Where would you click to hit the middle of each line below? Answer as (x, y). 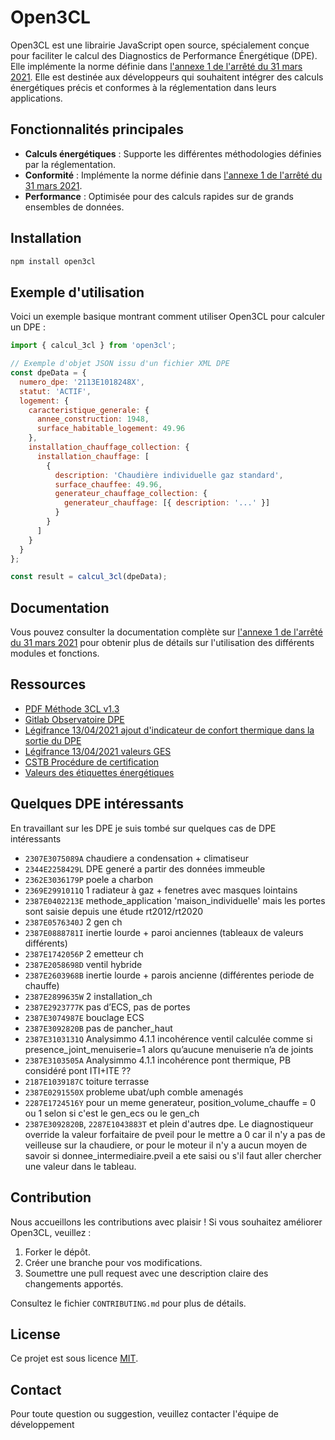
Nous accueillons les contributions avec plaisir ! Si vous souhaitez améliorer (166, 1222)
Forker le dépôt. (57, 1252)
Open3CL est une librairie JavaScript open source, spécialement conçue (160, 45)
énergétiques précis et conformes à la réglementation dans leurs (143, 87)
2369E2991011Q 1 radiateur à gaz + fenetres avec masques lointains (161, 890)
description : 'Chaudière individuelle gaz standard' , (169, 475)
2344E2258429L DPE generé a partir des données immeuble (145, 868)
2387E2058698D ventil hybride (83, 964)
